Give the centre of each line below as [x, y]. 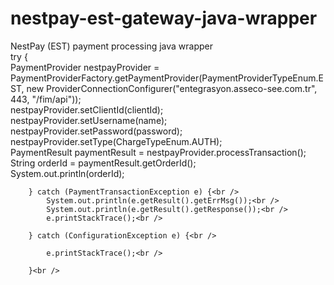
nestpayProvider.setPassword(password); [96, 131]
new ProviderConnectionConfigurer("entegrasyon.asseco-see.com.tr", [172, 88]
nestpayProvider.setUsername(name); [89, 120]
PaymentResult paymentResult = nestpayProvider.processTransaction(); [158, 152]
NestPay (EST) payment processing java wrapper [111, 46]
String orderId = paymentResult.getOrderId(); [103, 163]
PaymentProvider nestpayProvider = [85, 67]
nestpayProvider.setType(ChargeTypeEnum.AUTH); [116, 141]
